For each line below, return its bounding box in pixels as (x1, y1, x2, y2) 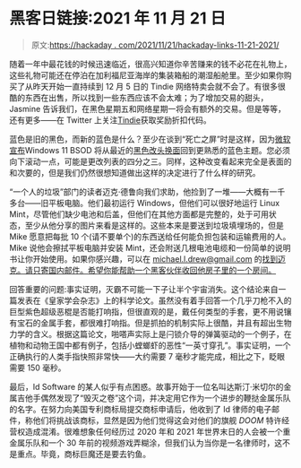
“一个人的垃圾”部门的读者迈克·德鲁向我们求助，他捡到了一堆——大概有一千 (9, 186, 286, 197)
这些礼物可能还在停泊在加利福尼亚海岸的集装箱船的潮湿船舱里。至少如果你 (9, 69, 284, 81)
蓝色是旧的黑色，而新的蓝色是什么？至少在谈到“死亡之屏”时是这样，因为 (9, 134, 276, 144)
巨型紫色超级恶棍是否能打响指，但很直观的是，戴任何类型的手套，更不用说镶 (9, 306, 292, 316)
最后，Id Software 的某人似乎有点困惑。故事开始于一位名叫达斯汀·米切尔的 (9, 381, 284, 392)
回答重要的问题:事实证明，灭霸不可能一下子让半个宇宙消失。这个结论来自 (9, 283, 279, 294)
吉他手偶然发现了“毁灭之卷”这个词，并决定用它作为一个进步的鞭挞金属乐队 (16, 392, 291, 403)
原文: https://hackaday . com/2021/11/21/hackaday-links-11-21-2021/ (30, 39, 279, 50)
